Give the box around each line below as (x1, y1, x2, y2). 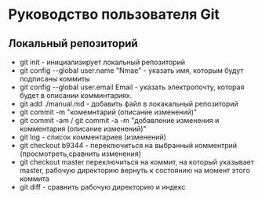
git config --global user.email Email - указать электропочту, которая (19, 82, 245, 92)
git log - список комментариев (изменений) (19, 132, 166, 142)
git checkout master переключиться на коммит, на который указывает (19, 157, 255, 166)
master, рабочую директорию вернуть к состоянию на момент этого (19, 166, 251, 175)
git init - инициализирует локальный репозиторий (19, 57, 186, 67)
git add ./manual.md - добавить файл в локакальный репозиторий (19, 99, 239, 108)
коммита (19, 174, 49, 183)
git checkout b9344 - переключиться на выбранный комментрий (19, 141, 238, 150)
